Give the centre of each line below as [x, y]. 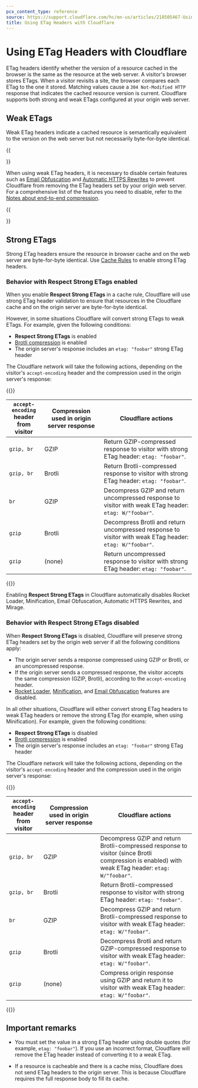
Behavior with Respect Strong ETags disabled [73, 623]
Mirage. [15, 608]
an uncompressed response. [49, 666]
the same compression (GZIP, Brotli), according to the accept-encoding [100, 678]
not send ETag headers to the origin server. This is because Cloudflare [100, 1073]
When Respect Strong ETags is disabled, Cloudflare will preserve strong [94, 635]
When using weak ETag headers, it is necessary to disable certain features [97, 173]
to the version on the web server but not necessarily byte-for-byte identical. [98, 139]
